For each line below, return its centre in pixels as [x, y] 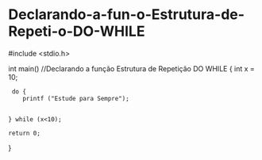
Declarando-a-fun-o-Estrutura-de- [126, 15]
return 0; [25, 133]
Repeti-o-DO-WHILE [77, 31]
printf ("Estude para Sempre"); [76, 98]
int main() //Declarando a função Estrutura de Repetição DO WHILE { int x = [132, 68]
